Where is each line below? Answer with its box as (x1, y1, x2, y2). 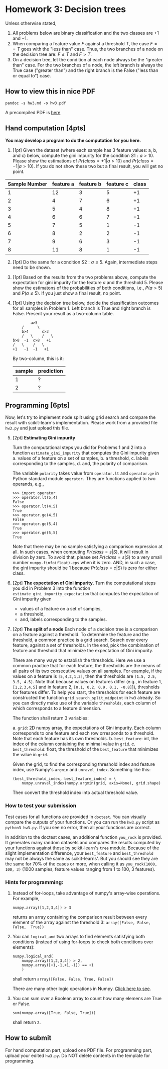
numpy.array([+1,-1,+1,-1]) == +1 (22, 962, 94, 967)
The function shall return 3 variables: (12, 715, 89, 721)
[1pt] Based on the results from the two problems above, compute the (12, 274, 156, 280)
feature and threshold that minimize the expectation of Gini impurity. (12, 648, 153, 654)
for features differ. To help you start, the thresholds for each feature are (12, 689, 160, 695)
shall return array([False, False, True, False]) (12, 975, 114, 982)
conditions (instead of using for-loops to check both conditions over (12, 939, 153, 945)
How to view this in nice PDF (5, 87, 95, 96)
